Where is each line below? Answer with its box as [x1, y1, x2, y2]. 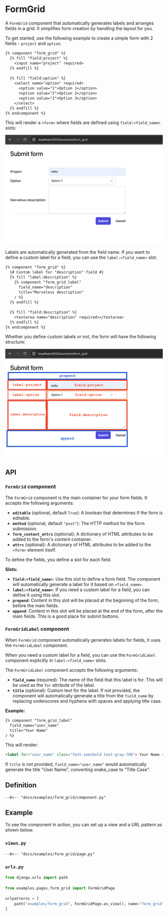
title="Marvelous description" [18, 290, 84, 295]
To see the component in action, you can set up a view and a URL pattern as [5, 822, 162, 828]
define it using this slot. [12, 592, 61, 598]
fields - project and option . [5, 40, 62, 46]
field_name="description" [18, 285, 72, 290]
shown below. [5, 827, 34, 833]
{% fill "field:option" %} [9, 76, 66, 81]
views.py [5, 840, 26, 846]
